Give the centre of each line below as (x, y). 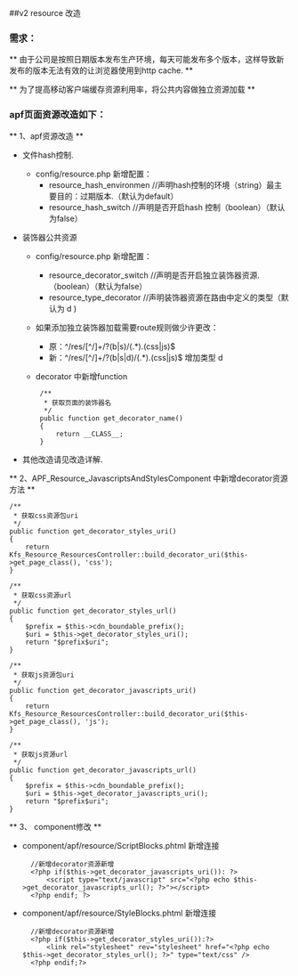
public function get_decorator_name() (112, 418)
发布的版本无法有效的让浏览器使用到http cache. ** (101, 70)
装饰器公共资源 (49, 237)
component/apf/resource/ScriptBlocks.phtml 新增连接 (121, 845)
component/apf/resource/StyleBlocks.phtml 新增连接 (119, 913)
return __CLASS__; (90, 434)
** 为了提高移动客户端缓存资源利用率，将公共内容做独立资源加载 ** (132, 89)
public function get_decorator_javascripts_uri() (103, 690)
